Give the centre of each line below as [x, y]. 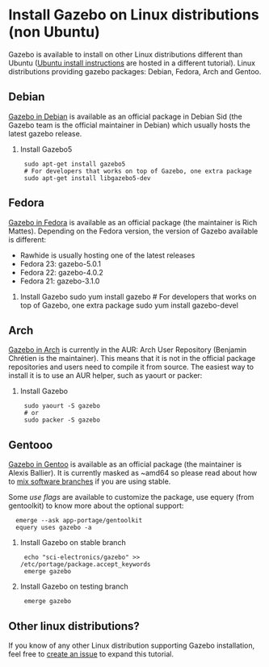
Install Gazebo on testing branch [74, 586]
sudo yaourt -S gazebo [62, 406]
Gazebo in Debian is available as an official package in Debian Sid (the [125, 116]
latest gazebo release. [45, 133]
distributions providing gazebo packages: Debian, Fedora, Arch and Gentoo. [135, 71]
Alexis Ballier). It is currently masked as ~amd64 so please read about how [133, 473]
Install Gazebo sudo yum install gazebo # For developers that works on [138, 296]
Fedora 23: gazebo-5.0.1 [61, 263]
